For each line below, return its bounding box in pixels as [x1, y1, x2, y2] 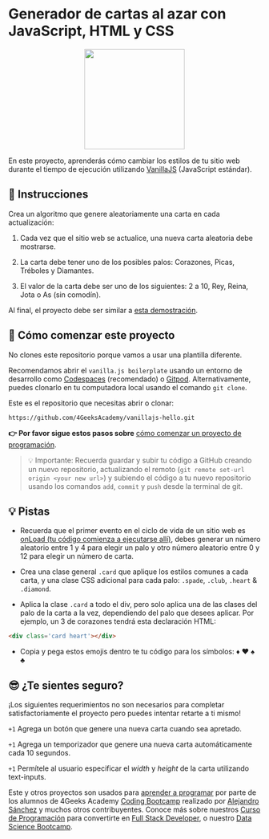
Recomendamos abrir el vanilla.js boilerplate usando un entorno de [8, 365, 243, 375]
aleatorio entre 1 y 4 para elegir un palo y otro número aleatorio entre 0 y [19, 543, 260, 552]
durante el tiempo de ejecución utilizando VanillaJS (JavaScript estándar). [8, 164, 252, 173]
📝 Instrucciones [8, 188, 89, 202]
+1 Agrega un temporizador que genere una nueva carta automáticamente [8, 739, 252, 749]
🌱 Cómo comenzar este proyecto [8, 328, 175, 342]
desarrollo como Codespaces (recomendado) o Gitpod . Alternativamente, [8, 374, 251, 384]
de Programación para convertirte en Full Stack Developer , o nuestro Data [8, 813, 252, 823]
